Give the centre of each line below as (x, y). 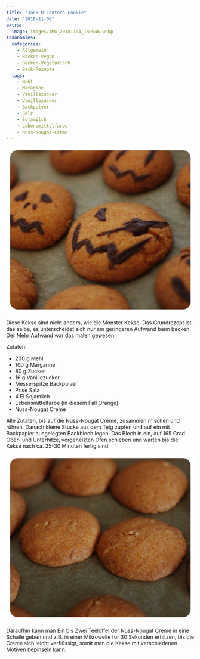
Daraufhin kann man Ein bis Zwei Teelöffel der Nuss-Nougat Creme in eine (98, 631)
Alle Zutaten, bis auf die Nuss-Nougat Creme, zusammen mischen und (93, 421)
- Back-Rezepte (36, 69)
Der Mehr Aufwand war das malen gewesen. (61, 335)
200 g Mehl (29, 358)
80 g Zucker (30, 371)
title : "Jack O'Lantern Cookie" (46, 13)
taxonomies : (21, 38)
